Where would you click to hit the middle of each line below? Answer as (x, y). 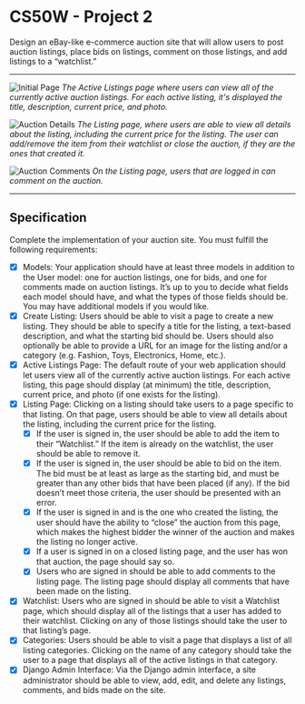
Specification (48, 218)
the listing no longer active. (87, 542)
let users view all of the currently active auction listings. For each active (156, 375)
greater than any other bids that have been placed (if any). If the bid (163, 483)
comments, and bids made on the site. (94, 689)
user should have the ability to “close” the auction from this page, (158, 523)
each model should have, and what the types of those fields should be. (155, 297)
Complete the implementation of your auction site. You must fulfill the (139, 239)
